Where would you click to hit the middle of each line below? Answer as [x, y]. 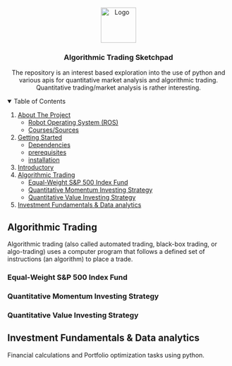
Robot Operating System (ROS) [73, 123]
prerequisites [47, 152]
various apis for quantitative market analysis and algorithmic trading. [118, 80]
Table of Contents [39, 102]
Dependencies [49, 145]
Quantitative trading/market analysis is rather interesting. [118, 87]
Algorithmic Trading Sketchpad [118, 57]
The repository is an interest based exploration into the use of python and [118, 73]
